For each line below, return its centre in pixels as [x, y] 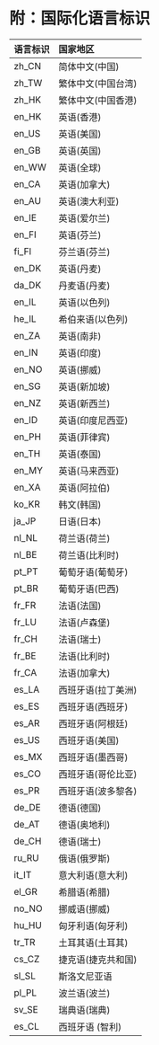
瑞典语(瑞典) [84, 1010]
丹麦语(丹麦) [84, 286]
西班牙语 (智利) [90, 1027]
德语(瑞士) [80, 841]
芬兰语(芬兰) [84, 252]
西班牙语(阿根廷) [93, 723]
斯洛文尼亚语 [86, 976]
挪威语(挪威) [84, 908]
